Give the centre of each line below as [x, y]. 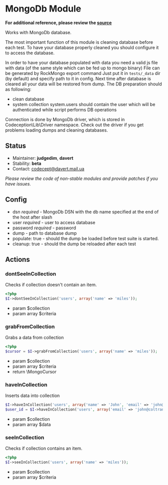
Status [16, 146]
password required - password [44, 228]
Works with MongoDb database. [38, 32]
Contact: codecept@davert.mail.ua [48, 168]
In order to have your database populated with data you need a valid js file [81, 62]
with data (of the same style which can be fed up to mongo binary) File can [82, 68]
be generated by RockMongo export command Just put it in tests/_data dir [83, 73]
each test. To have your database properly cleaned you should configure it [82, 47]
